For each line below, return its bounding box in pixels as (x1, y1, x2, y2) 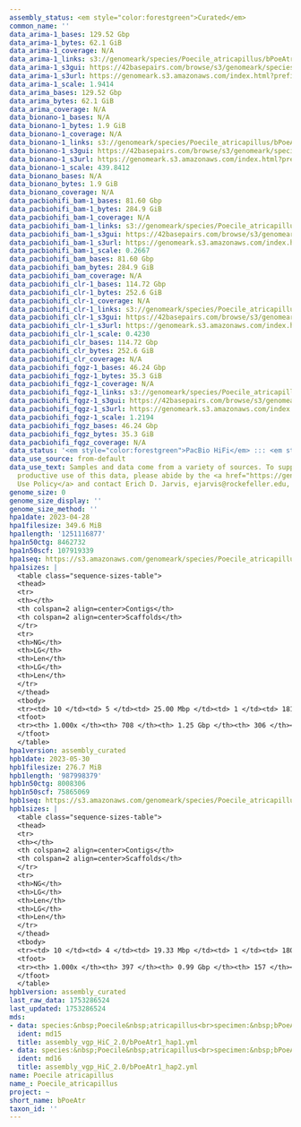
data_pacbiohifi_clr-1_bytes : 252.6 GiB (9, 288, 163, 297)
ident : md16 (17, 1054, 63, 1063)
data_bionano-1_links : (9, 138, 94, 147)
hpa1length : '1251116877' (9, 529, 106, 538)
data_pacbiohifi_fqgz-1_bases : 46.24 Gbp (9, 363, 167, 372)
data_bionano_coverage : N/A (9, 188, 115, 197)
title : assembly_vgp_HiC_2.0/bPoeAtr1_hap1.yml (17, 1037, 199, 1046)
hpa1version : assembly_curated (9, 745, 126, 755)
